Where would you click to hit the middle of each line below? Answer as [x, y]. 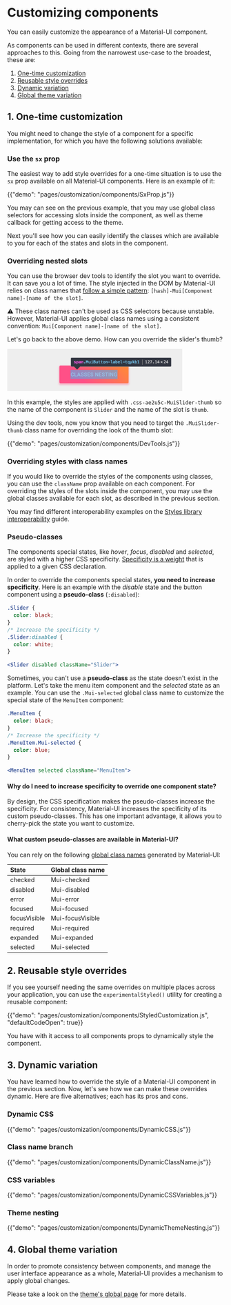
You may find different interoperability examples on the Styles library [104, 511]
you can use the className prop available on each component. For [101, 484]
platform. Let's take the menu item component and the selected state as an [114, 686]
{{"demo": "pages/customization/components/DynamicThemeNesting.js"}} [114, 1228]
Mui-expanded [72, 937]
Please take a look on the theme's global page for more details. [97, 1294]
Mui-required [70, 928]
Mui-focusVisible [75, 918]
